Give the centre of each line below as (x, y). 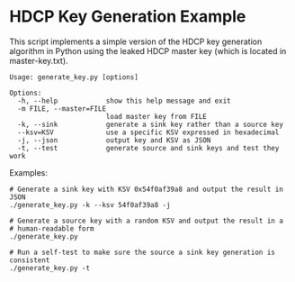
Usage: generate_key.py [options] (74, 77)
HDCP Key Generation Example (128, 17)
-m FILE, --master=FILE (62, 109)
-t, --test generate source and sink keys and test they (148, 148)
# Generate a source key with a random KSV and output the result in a (146, 221)
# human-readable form (52, 228)
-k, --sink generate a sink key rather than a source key (150, 124)
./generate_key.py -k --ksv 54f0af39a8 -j (90, 205)
